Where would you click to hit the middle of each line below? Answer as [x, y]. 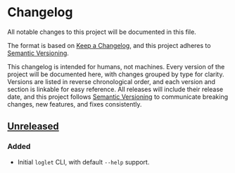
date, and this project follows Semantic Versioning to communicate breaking [118, 97]
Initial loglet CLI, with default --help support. [83, 162]
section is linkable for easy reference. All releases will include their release [115, 89]
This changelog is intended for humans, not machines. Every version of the [116, 66]
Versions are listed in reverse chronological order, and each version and [112, 81]
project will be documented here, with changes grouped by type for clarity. [116, 74]
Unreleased [33, 127]
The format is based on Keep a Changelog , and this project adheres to [109, 45]
